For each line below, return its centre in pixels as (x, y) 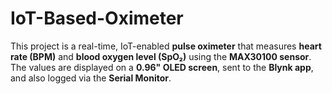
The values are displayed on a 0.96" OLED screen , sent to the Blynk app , (162, 67)
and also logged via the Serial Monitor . (91, 78)
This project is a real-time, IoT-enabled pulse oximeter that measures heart (166, 46)
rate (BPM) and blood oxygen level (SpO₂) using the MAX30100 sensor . (161, 56)
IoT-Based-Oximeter (97, 18)
